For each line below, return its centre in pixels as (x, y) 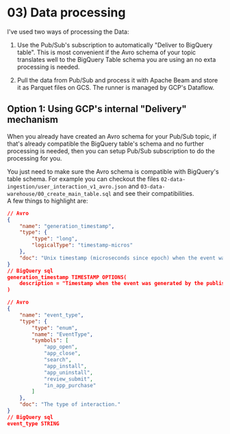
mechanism (33, 120)
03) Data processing (66, 13)
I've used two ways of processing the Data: (68, 32)
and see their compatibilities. (153, 193)
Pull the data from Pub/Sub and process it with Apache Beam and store (117, 80)
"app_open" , (61, 347)
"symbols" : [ (50, 341)
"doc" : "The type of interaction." (70, 404)
